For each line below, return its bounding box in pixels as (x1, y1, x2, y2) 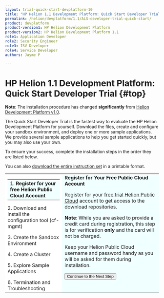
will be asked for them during (64, 256, 131, 263)
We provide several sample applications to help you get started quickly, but (5, 134, 156, 140)
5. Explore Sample (7, 262, 50, 269)
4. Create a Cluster (7, 251, 51, 258)
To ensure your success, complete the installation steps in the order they (5, 149, 152, 155)
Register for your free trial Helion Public (64, 191, 155, 198)
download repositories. (64, 204, 117, 210)
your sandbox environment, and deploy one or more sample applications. (5, 129, 152, 135)
